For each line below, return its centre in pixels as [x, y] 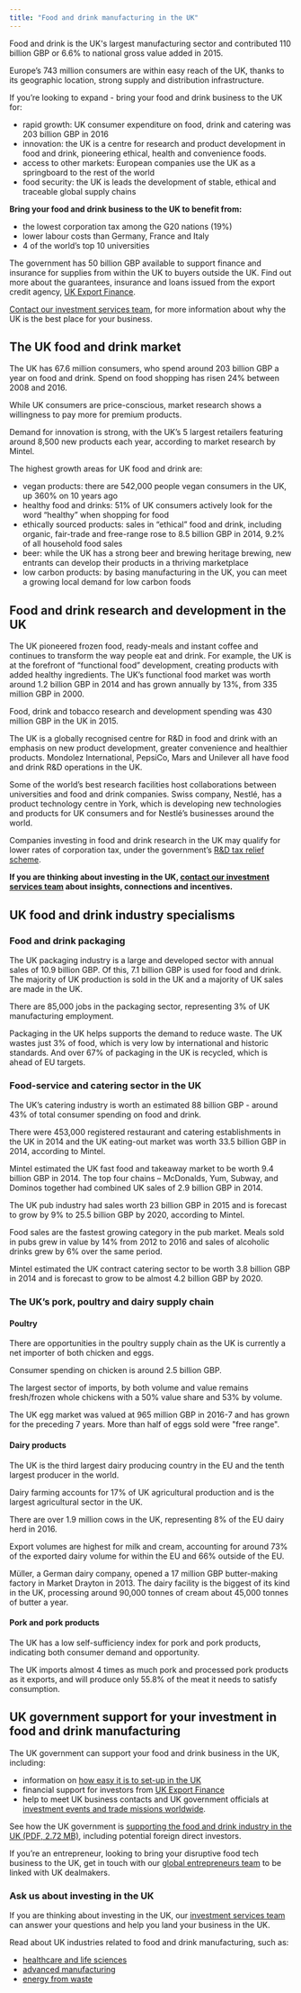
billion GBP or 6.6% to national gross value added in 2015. [116, 53]
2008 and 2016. [38, 387]
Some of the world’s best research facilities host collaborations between [143, 785]
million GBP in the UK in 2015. [64, 721]
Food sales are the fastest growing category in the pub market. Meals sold [147, 1233]
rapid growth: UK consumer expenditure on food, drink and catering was [157, 124]
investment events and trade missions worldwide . [114, 1808]
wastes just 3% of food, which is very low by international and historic [139, 1042]
